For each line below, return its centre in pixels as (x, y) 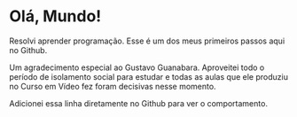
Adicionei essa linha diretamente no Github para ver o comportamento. (139, 103)
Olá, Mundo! (55, 16)
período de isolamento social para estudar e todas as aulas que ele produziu (148, 76)
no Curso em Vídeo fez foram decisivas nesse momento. (113, 86)
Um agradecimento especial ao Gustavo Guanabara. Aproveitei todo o (137, 67)
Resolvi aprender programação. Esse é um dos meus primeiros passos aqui (147, 41)
